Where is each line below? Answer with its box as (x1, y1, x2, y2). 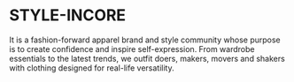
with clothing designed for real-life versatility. (9, 63, 174, 73)
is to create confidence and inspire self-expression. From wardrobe (9, 43, 255, 54)
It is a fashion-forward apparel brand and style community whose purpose (9, 34, 281, 45)
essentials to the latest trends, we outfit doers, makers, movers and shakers (9, 53, 285, 63)
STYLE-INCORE (9, 5, 127, 26)
